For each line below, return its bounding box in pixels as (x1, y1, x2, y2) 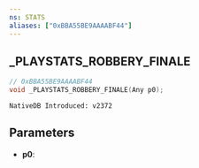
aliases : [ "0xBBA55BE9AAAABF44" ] (9, 21, 133, 30)
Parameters (9, 126, 75, 141)
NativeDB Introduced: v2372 (9, 102, 113, 111)
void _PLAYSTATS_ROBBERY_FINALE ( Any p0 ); (9, 86, 165, 95)
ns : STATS (9, 12, 46, 22)
